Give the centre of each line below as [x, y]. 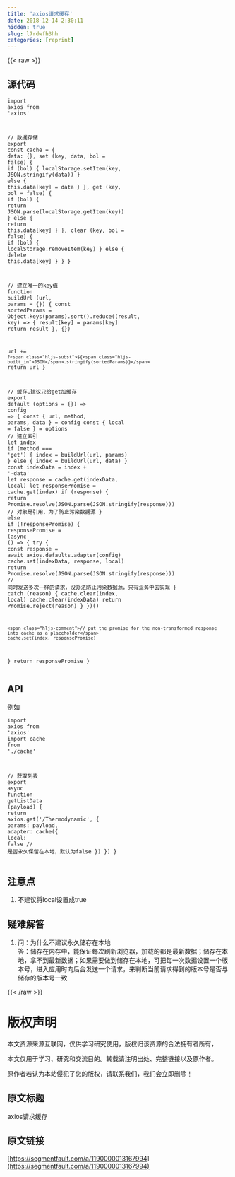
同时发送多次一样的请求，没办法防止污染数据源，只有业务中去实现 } [92, 587]
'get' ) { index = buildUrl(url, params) [68, 455]
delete [17, 255]
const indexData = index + [47, 467]
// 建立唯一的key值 [33, 286]
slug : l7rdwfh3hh [33, 34]
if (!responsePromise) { [44, 525]
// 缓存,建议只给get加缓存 [42, 392]
